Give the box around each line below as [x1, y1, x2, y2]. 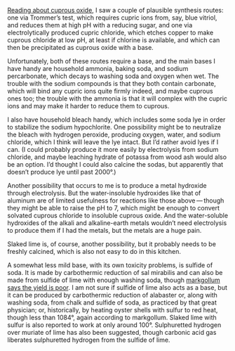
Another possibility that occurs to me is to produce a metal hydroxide [7, 181, 207, 189]
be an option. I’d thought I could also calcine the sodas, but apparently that [7, 160, 224, 168]
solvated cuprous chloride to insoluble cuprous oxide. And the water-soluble [7, 211, 229, 219]
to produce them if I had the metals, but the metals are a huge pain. [7, 226, 202, 234]
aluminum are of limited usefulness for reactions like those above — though [7, 196, 224, 205]
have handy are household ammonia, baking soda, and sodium [7, 65, 189, 72]
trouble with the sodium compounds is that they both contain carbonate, [7, 79, 216, 87]
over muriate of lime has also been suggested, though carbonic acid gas [7, 328, 217, 336]
